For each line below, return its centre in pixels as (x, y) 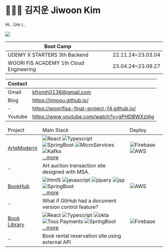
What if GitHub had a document (79, 200)
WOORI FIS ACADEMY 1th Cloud (46, 63)
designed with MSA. (66, 172)
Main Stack (55, 130)
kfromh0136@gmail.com (62, 92)
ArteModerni (22, 148)
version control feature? (70, 207)
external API (56, 242)
